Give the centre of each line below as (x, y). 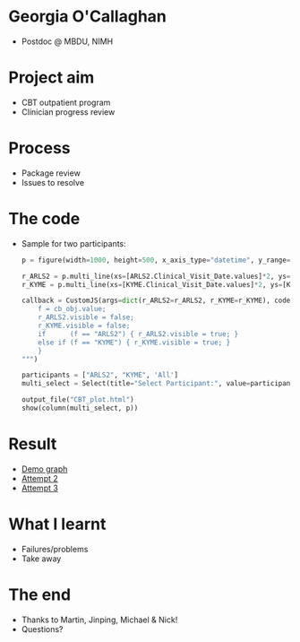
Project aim (51, 78)
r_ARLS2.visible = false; (86, 317)
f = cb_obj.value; (72, 309)
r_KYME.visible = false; (84, 325)
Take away (41, 559)
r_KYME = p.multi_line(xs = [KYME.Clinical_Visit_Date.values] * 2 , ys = (152, 284)
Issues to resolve (53, 182)
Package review (51, 173)
